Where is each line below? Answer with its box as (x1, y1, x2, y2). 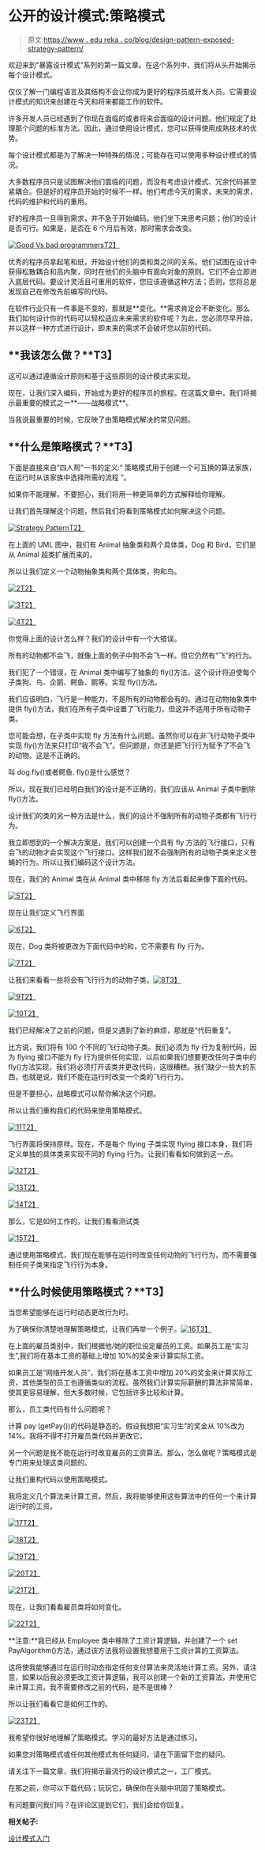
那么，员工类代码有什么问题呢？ (8, 1405, 112, 1414)
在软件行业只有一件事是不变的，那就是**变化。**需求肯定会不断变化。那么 (8, 303, 251, 313)
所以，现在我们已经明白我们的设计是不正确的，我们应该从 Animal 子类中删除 (8, 784, 256, 794)
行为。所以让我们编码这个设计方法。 (21, 857, 140, 866)
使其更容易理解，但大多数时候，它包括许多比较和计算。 (8, 1388, 188, 1397)
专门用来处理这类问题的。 (8, 1458, 91, 1468)
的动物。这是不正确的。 (8, 750, 84, 760)
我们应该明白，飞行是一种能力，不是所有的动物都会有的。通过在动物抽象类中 (8, 694, 257, 703)
